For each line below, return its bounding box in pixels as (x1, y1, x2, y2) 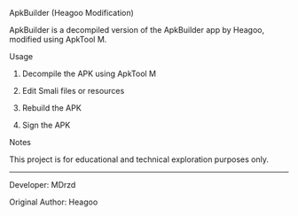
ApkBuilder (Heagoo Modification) (9, 8, 135, 18)
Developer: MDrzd (9, 180, 76, 189)
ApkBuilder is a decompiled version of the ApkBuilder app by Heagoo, (9, 25, 264, 35)
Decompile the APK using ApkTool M (21, 68, 157, 79)
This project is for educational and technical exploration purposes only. (9, 154, 269, 165)
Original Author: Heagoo (9, 197, 98, 207)
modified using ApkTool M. (9, 35, 107, 44)
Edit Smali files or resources (21, 86, 125, 96)
